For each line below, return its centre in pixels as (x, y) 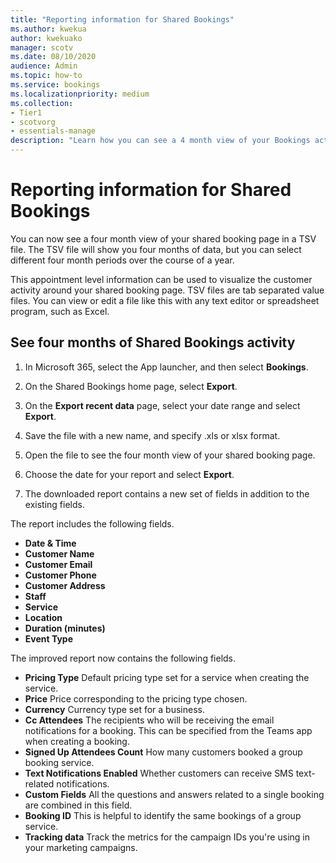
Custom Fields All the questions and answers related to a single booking (174, 794)
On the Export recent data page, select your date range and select (162, 405)
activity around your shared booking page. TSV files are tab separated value (167, 290)
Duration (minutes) (65, 628)
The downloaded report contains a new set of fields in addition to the (167, 493)
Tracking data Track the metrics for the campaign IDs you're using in (167, 837)
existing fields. (54, 504)
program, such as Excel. (60, 311)
